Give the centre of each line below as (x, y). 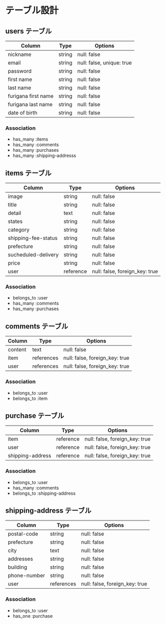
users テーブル (29, 31)
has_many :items (30, 139)
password (20, 71)
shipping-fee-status (33, 238)
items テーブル (29, 173)
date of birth (22, 113)
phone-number (27, 576)
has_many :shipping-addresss (44, 156)
